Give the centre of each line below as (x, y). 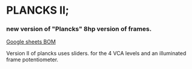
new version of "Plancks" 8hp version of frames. (79, 29)
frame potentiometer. (32, 59)
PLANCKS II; (38, 10)
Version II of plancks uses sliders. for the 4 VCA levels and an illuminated (96, 54)
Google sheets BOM (31, 42)
